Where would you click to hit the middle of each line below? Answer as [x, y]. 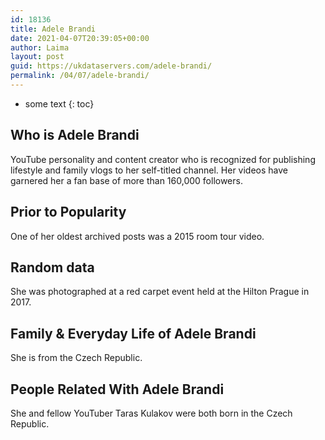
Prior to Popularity [68, 212]
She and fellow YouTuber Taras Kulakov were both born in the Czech [151, 413]
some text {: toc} [59, 103]
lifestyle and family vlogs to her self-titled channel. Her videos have [149, 170]
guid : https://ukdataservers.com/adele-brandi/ [111, 66]
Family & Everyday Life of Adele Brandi [133, 333]
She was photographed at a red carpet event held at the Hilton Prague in [160, 292]
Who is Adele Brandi [75, 135]
